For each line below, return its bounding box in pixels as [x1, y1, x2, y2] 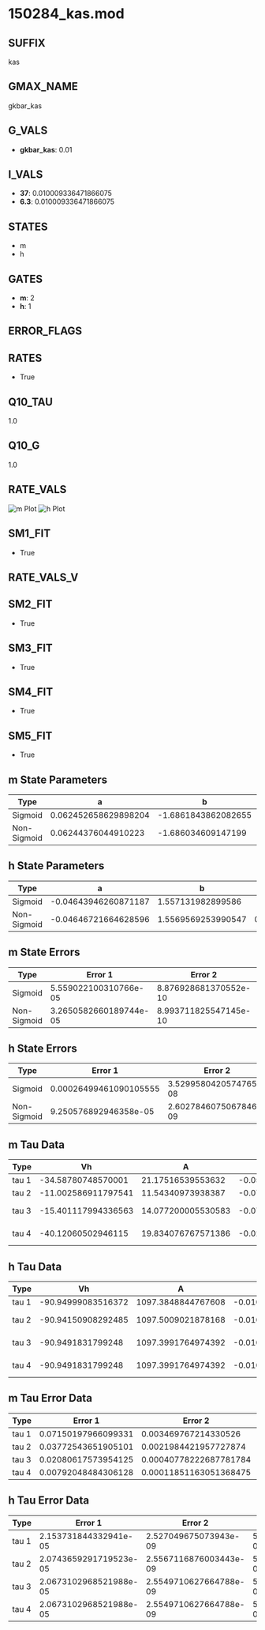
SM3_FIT [8, 642, 53, 655]
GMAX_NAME [8, 80, 79, 93]
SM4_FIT [8, 685, 54, 698]
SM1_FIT [8, 527, 51, 540]
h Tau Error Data [8, 1494, 90, 1508]
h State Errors [8, 1041, 77, 1055]
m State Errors [8, 946, 80, 959]
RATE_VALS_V [8, 570, 79, 584]
